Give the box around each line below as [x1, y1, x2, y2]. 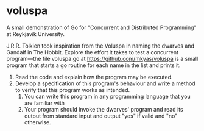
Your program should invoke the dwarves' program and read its [24, 105, 184, 113]
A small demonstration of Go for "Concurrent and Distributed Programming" [6, 24, 197, 31]
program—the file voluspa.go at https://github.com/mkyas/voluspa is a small [6, 55, 199, 62]
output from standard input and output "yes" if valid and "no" [24, 112, 178, 119]
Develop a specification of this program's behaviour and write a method [15, 80, 196, 87]
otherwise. [24, 118, 51, 126]
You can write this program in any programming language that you [24, 93, 191, 100]
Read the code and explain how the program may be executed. [15, 73, 173, 80]
